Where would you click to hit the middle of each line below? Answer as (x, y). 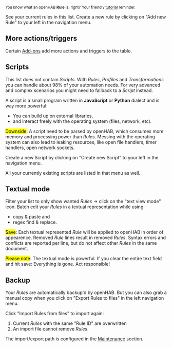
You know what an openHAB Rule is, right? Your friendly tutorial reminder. (71, 7)
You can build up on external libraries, (53, 116)
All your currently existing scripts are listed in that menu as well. (73, 173)
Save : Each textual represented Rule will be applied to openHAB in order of (84, 232)
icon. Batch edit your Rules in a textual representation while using (74, 207)
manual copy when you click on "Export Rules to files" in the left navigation (85, 298)
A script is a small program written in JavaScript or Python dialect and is (82, 100)
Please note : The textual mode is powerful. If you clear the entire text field (84, 259)
